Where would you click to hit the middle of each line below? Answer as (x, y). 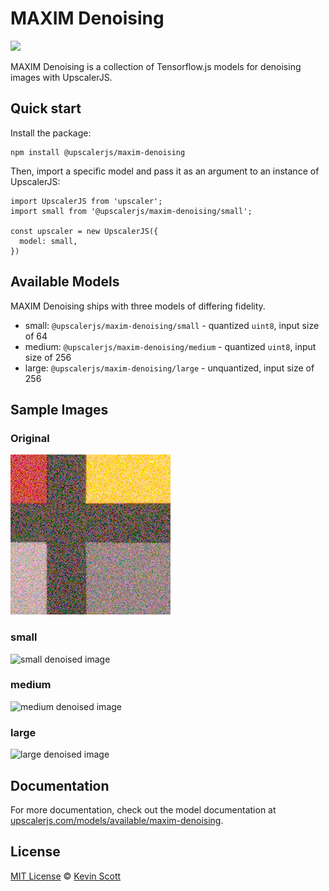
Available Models (65, 282)
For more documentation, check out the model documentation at (143, 809)
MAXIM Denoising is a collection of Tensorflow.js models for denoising (156, 66)
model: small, (48, 241)
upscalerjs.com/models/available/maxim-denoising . (117, 820)
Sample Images (59, 409)
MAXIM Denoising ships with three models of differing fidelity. (138, 306)
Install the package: (51, 133)
